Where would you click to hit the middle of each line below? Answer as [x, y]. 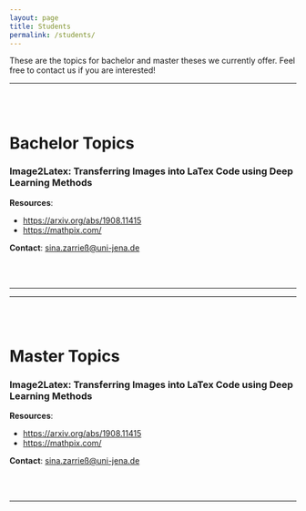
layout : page [34, 18]
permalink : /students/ [52, 35]
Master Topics [65, 357]
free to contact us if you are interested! [83, 70]
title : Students [40, 26]
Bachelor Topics [72, 143]
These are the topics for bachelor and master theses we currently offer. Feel [153, 61]
